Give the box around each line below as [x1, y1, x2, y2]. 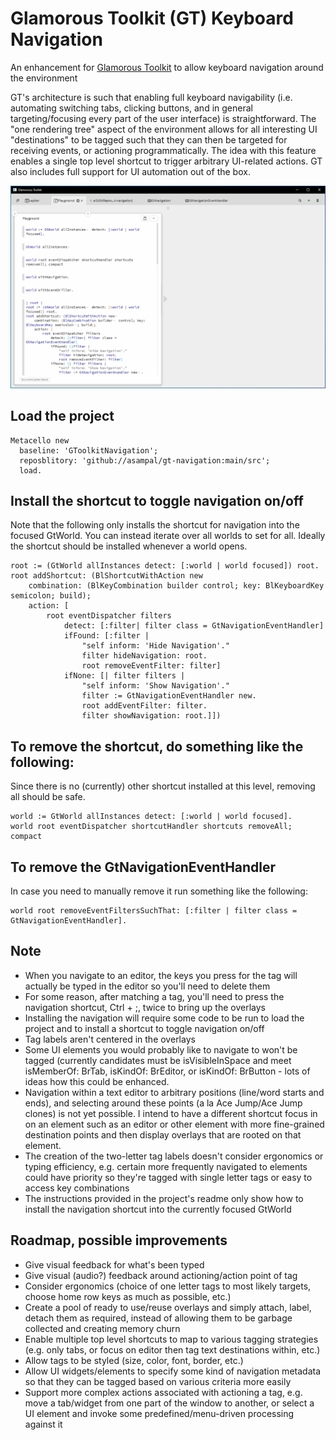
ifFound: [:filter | [63, 631, 150, 641]
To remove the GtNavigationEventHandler [10, 858, 277, 876]
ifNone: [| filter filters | [63, 671, 186, 681]
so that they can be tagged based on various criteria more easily [24, 1375, 292, 1387]
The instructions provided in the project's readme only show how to [24, 1192, 304, 1204]
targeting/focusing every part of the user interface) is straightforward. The [10, 112, 317, 124]
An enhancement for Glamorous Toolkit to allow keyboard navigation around [10, 61, 324, 73]
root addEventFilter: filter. [81, 701, 208, 711]
